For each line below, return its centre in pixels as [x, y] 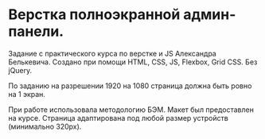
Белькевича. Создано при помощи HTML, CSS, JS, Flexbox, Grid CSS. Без [133, 62]
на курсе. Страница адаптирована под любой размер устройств [118, 118]
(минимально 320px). [45, 126]
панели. [36, 31]
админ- [209, 15]
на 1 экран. [27, 94]
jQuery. [20, 70]
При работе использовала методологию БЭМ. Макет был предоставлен [131, 110]
